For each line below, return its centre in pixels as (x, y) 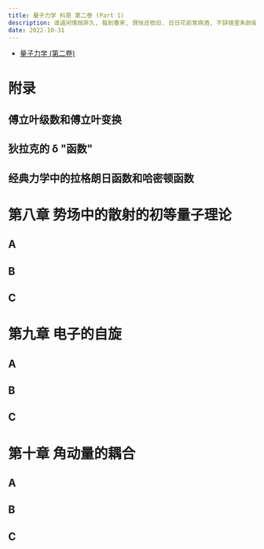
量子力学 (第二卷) (47, 54)
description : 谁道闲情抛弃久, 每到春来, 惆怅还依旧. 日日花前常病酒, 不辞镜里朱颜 (130, 23)
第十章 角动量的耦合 (72, 453)
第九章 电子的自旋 (65, 334)
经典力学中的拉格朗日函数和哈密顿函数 (101, 178)
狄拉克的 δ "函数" (50, 149)
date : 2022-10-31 (37, 30)
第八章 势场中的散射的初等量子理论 (120, 215)
